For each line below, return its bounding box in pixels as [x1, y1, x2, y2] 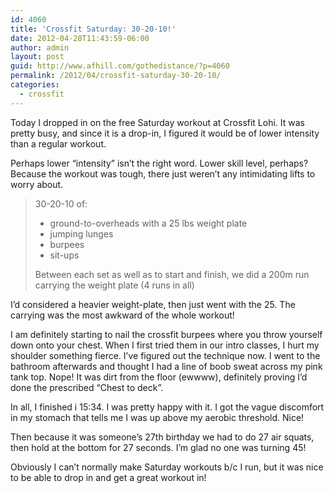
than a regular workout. [10, 137, 107, 150]
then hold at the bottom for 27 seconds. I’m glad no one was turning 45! [10, 441, 307, 453]
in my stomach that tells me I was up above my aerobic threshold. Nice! [10, 411, 305, 423]
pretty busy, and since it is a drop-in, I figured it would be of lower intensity [10, 127, 320, 139]
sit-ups [49, 249, 80, 261]
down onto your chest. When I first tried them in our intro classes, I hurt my [10, 339, 320, 351]
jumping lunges [49, 227, 114, 240]
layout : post [10, 52, 65, 62]
